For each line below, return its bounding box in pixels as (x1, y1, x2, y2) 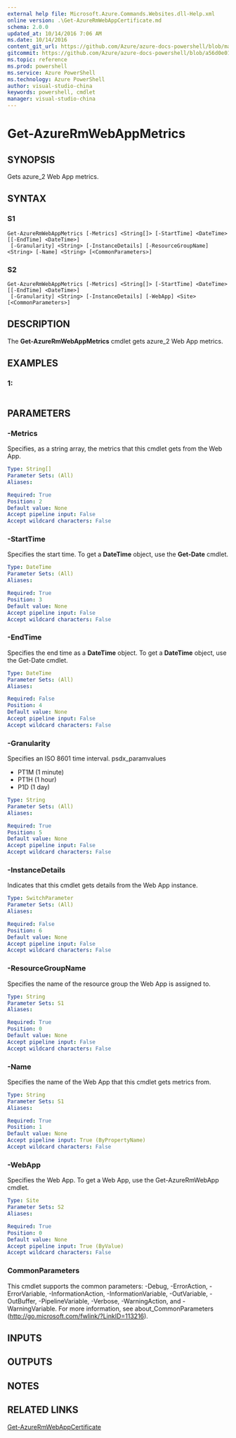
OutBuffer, (7, 1296, 37, 1305)
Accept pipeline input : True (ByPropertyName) (7, 1137, 146, 1144)
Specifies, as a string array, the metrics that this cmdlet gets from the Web (7, 444, 223, 453)
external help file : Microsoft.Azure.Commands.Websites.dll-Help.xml (7, 10, 216, 18)
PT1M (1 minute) (17, 768, 65, 777)
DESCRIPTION (7, 318, 70, 330)
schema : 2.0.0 (7, 23, 49, 30)
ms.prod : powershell (7, 63, 68, 70)
